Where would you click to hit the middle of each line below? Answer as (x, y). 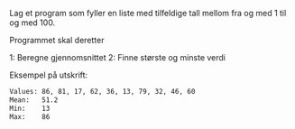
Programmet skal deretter (57, 40)
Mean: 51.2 (34, 100)
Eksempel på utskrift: (49, 75)
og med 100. (32, 23)
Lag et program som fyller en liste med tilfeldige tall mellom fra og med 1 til (148, 13)
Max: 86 (30, 116)
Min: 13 (30, 108)
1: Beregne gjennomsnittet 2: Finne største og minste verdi (118, 57)
